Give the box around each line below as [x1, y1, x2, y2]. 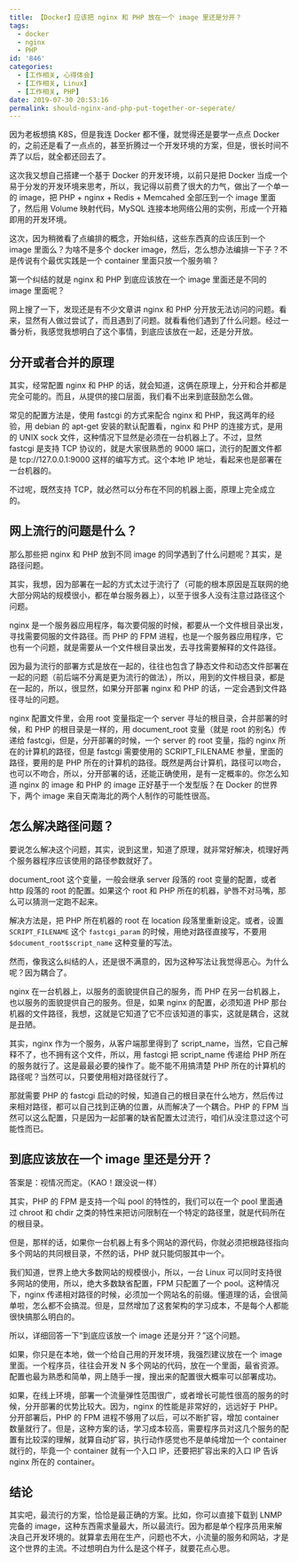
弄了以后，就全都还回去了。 [9, 152, 111, 162]
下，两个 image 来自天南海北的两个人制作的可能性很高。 [9, 790, 216, 801]
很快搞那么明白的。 [9, 1311, 80, 1322]
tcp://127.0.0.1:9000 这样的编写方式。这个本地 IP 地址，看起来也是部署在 [19, 454, 283, 465]
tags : [9, 21, 29, 30]
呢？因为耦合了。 [9, 967, 72, 978]
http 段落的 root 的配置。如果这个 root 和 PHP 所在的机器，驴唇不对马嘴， [9, 885, 278, 895]
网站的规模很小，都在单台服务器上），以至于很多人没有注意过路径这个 [32, 590, 286, 600]
